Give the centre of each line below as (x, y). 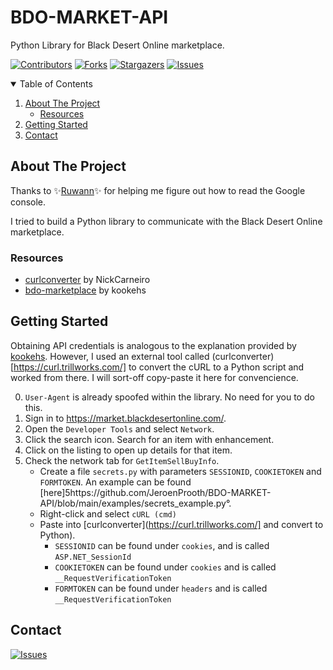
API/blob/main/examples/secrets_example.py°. (135, 503)
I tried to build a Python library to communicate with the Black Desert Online (166, 221)
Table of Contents (56, 83)
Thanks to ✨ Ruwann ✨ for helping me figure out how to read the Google (158, 190)
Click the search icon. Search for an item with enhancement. (149, 439)
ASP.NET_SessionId (93, 557)
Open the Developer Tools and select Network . (119, 428)
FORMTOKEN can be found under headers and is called (161, 588)
